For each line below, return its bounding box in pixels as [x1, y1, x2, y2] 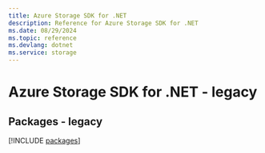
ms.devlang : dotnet [8, 41, 74, 49]
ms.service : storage [8, 49, 78, 57]
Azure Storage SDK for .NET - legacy [8, 83, 258, 101]
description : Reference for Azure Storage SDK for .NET [8, 19, 199, 27]
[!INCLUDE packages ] [8, 136, 81, 145]
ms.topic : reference [8, 33, 78, 42]
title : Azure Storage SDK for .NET [8, 11, 127, 20]
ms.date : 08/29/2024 [8, 26, 78, 34]
